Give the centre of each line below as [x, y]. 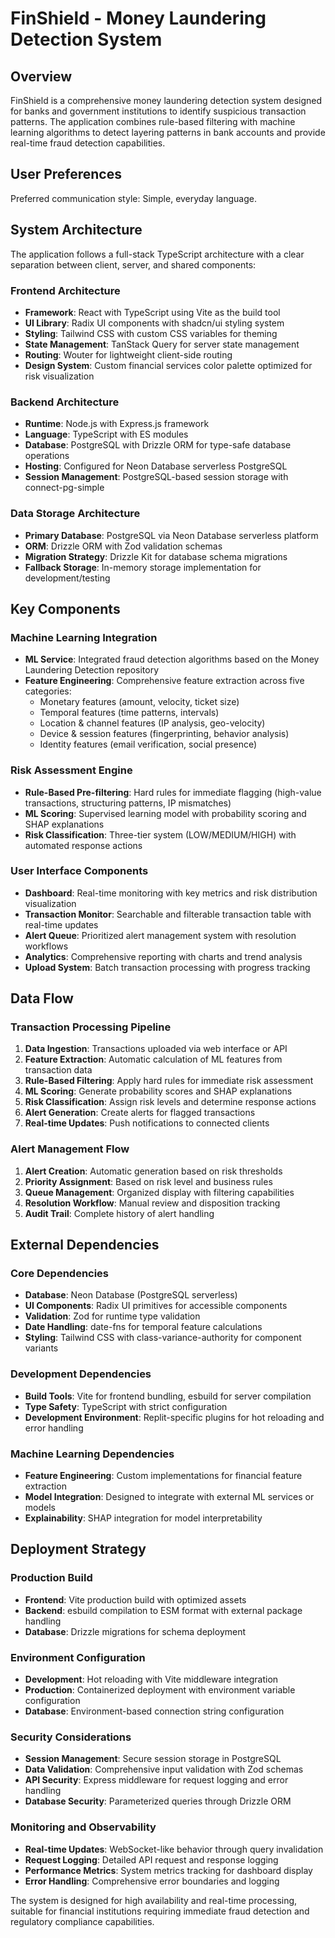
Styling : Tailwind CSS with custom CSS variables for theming [151, 333]
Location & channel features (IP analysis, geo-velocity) [152, 723]
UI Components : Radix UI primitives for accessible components [156, 1306]
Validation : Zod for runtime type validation [112, 1316]
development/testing [67, 578]
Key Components [65, 608]
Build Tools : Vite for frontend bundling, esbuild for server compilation [168, 1396]
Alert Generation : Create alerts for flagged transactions [140, 1113]
